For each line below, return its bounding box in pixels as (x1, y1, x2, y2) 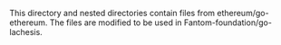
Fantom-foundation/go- (184, 17, 272, 28)
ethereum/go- (217, 8, 269, 18)
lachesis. (9, 27, 43, 37)
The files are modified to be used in (49, 17, 183, 28)
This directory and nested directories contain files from (9, 8, 216, 18)
